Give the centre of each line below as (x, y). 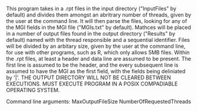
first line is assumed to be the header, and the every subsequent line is (92, 65)
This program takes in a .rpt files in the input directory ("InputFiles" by (91, 9)
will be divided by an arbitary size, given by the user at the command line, (96, 46)
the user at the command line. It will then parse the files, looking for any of (97, 21)
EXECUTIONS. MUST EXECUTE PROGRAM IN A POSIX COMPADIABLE (92, 84)
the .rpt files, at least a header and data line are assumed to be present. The (98, 59)
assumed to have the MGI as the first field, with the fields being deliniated (96, 71)
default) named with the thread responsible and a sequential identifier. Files (98, 40)
